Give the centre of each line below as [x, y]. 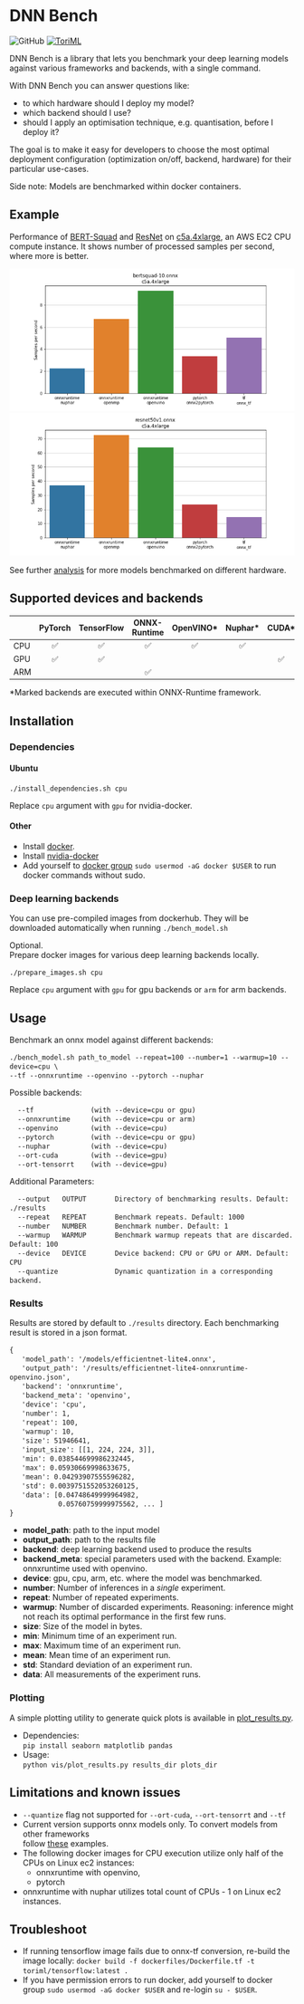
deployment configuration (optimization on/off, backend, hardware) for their [151, 158]
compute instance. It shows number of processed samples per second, [142, 246]
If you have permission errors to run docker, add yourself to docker [147, 1980]
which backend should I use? [76, 112]
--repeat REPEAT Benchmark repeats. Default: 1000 [131, 1218]
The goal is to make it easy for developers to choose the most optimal [139, 149]
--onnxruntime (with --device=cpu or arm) [107, 1119]
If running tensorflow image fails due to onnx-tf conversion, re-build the [156, 1951]
